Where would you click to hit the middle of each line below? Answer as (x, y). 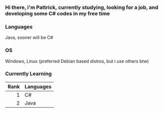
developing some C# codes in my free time (57, 13)
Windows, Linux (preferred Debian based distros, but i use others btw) (77, 61)
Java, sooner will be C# (29, 38)
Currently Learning (28, 74)
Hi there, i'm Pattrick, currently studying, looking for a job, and (82, 7)
